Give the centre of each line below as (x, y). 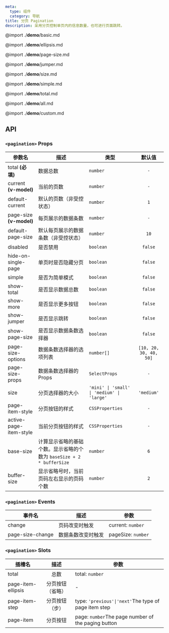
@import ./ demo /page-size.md (37, 54)
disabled (18, 247)
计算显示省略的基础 (61, 442)
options (17, 359)
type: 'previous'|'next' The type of (117, 601)
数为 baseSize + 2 (59, 457)
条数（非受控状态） (61, 238)
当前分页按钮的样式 (61, 427)
